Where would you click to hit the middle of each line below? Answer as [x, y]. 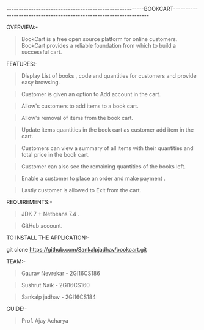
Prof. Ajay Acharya [45, 321]
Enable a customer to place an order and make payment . [93, 178]
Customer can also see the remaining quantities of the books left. [104, 167]
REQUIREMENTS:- [29, 202]
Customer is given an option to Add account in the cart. [91, 94]
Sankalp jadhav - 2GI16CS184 [59, 297]
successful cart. [42, 52]
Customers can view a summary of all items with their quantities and [107, 148]
